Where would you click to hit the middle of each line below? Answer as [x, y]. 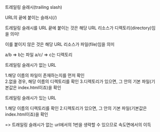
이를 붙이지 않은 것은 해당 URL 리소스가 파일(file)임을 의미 [60, 44]
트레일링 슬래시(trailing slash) [34, 7]
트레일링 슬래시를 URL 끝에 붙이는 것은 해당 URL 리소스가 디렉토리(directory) [78, 28]
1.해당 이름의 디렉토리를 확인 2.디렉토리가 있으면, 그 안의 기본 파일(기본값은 [76, 108]
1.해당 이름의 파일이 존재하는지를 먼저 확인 [45, 75]
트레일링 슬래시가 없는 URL [31, 65]
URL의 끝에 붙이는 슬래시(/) [31, 18]
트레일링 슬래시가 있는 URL [31, 98]
